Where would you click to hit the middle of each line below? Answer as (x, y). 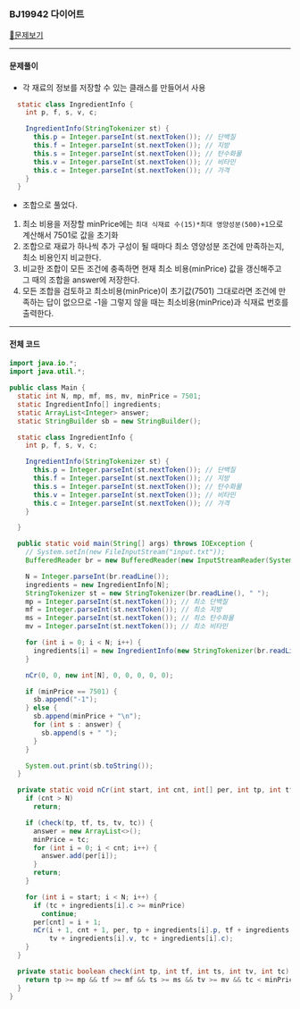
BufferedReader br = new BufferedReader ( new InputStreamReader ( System (159, 560)
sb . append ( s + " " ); (79, 733)
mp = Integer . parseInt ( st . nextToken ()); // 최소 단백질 (127, 601)
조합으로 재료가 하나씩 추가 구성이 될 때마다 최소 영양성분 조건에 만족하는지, (153, 247)
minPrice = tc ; (61, 839)
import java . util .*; (48, 372)
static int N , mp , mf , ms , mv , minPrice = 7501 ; (109, 396)
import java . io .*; (43, 364)
